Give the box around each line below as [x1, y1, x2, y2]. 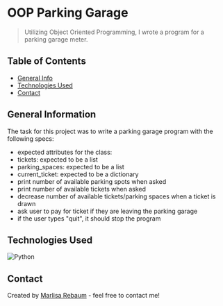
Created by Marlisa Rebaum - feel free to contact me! [7, 291, 160, 300]
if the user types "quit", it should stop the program [17, 214, 161, 223]
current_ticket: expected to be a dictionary [17, 170, 139, 178]
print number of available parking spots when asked [17, 177, 167, 185]
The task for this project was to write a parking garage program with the [7, 127, 213, 135]
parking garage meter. [24, 35, 88, 43]
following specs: [7, 134, 54, 143]
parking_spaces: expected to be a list [17, 162, 124, 171]
